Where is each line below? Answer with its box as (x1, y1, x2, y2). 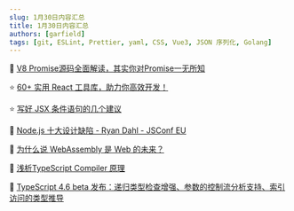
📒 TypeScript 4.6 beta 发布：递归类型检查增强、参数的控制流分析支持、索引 (9, 182, 286, 192)
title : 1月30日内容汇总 (9, 21, 89, 30)
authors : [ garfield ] (9, 29, 86, 38)
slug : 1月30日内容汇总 (9, 12, 85, 22)
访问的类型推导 (9, 192, 64, 204)
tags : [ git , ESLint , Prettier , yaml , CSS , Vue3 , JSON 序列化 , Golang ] (9, 37, 273, 47)
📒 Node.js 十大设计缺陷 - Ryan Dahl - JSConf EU (9, 125, 187, 136)
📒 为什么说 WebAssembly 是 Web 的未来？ (9, 144, 164, 155)
